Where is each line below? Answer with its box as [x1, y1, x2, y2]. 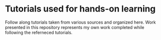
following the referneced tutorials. [5, 29, 73, 35]
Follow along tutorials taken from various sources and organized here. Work [5, 19, 156, 25]
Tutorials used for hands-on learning [5, 3, 156, 14]
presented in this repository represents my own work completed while [5, 24, 145, 30]
